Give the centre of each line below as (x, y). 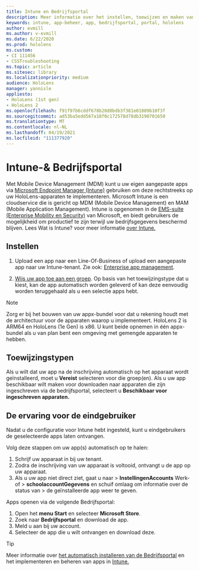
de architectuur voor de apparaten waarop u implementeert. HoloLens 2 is (97, 320)
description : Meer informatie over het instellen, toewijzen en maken (95, 17)
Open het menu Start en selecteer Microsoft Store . (78, 514)
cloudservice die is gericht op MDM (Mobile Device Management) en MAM (97, 202)
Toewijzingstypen (40, 358)
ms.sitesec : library (32, 72)
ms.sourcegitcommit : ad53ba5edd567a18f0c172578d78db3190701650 (86, 116)
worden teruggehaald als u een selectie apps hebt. (77, 291)
